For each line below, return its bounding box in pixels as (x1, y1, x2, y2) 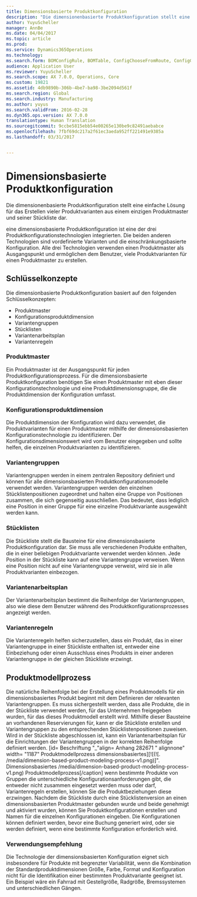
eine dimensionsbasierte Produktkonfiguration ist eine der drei (6, 225, 157, 232)
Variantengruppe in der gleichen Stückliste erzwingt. (6, 656, 133, 663)
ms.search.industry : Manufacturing (6, 96, 93, 102)
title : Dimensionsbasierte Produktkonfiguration (6, 8, 127, 15)
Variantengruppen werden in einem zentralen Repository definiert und (6, 472, 175, 479)
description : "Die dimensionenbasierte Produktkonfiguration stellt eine (6, 14, 191, 20)
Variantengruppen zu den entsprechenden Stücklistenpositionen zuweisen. (6, 726, 188, 733)
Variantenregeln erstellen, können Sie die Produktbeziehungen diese (6, 788, 172, 795)
